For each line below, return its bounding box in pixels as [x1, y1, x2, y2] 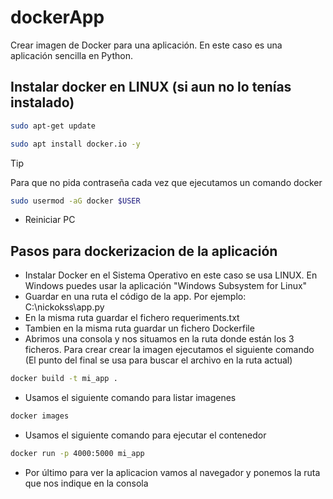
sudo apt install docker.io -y [10, 139, 141, 149]
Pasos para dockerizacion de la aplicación [10, 242, 278, 260]
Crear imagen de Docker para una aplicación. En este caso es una [10, 39, 283, 51]
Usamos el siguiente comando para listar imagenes [24, 392, 237, 404]
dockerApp [10, 6, 105, 29]
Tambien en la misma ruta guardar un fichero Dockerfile [24, 322, 255, 335]
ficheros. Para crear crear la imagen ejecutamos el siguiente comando [24, 344, 315, 356]
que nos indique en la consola [24, 477, 149, 489]
